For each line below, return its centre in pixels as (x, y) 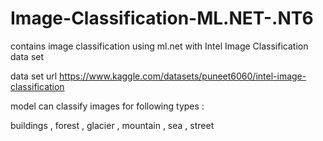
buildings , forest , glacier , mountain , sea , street (112, 125)
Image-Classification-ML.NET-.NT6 (162, 18)
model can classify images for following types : (107, 106)
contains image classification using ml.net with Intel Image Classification (159, 46)
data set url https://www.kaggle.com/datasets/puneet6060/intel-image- (158, 76)
